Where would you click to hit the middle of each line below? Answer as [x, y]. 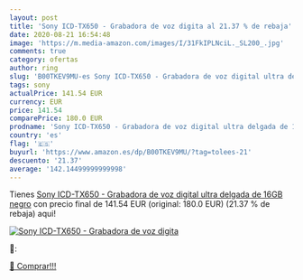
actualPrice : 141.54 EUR [56, 93]
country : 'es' [36, 135]
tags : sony [30, 85]
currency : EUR [36, 102]
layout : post [34, 18]
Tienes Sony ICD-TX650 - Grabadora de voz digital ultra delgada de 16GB [146, 194]
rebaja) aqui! [33, 214]
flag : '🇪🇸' [32, 144]
